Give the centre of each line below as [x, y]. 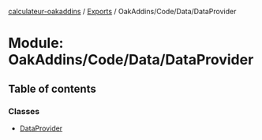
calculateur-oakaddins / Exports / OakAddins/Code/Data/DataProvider [122, 11]
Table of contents [52, 88]
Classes [24, 111]
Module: [36, 43]
